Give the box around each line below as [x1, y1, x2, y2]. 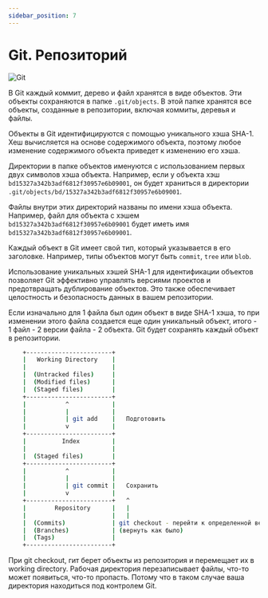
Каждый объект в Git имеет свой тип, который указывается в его [8, 242, 231, 252]
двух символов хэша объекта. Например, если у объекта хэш [8, 169, 220, 179]
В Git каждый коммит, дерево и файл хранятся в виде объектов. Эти [8, 88, 242, 97]
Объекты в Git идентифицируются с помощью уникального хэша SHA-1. [8, 128, 254, 138]
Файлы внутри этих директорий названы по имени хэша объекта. [8, 202, 233, 211]
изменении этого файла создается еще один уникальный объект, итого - [8, 316, 258, 325]
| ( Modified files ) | [22, 378, 116, 387]
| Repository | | [22, 504, 130, 512]
